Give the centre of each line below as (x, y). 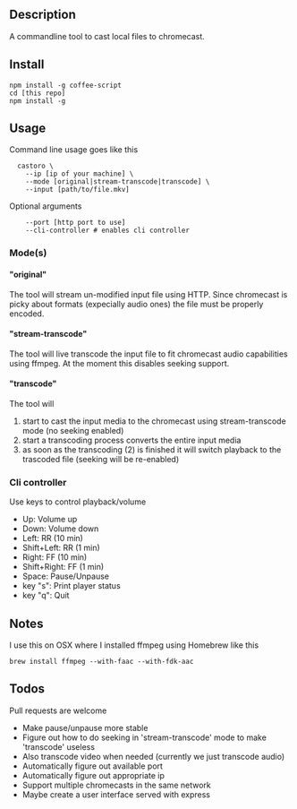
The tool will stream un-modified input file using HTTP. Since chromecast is (148, 294)
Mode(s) (28, 253)
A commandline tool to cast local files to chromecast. (107, 36)
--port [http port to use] (76, 223)
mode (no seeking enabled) (73, 430)
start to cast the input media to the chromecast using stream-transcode (154, 421)
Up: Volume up (50, 520)
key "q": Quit (46, 596)
